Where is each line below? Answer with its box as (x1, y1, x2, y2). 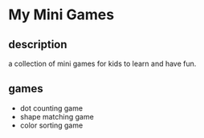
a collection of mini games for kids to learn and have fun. (8, 59, 197, 68)
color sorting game (19, 120, 84, 130)
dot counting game (19, 103, 83, 113)
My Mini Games (8, 6, 115, 24)
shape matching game (19, 112, 94, 121)
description (8, 38, 67, 51)
